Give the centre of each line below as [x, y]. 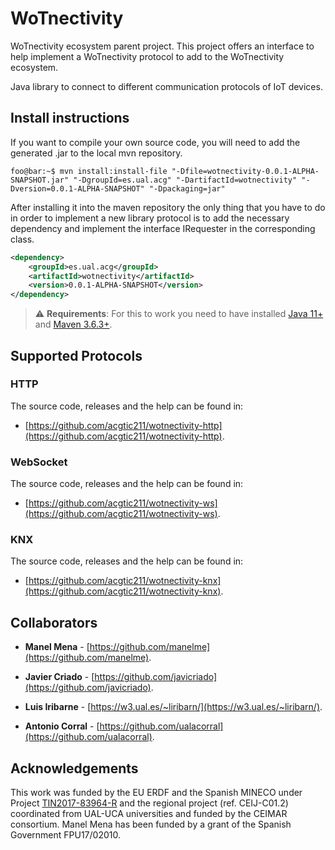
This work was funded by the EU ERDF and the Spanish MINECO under [156, 793]
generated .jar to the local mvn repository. [96, 153]
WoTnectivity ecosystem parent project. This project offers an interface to [162, 46]
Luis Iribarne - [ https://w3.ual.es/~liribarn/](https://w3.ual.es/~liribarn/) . [173, 707]
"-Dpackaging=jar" [187, 188]
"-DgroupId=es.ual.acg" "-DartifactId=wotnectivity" [185, 180]
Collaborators [54, 622]
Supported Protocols [76, 355]
